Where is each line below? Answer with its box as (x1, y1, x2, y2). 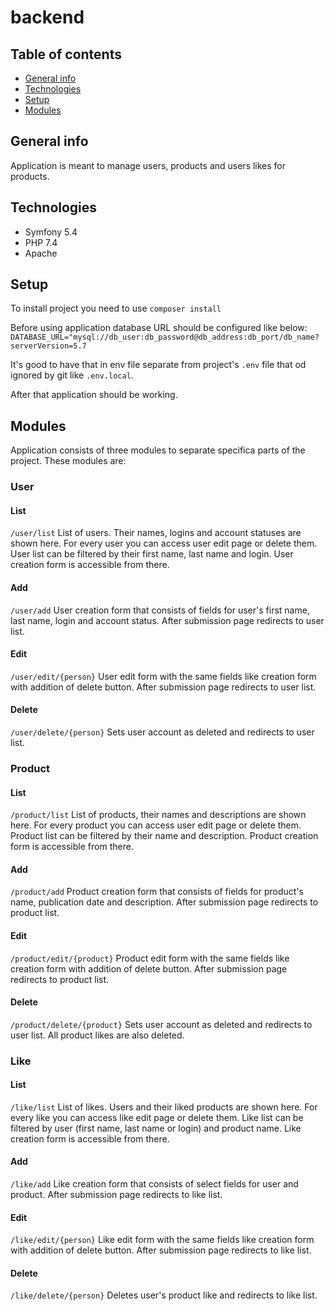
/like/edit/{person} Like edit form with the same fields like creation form (10, 1234, 315, 1246)
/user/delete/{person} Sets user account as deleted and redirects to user (10, 726, 315, 738)
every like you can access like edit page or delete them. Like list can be (10, 1111, 304, 1123)
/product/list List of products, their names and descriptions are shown (10, 809, 307, 821)
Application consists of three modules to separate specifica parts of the (10, 444, 306, 456)
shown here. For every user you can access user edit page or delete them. (10, 537, 318, 550)
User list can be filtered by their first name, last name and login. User (10, 548, 294, 560)
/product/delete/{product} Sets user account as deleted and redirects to (10, 1018, 313, 1030)
